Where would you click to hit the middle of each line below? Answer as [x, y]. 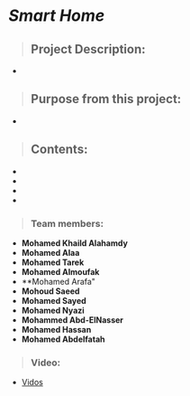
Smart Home [57, 16]
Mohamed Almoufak [60, 271]
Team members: [67, 223]
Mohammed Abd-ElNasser [72, 320]
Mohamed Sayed [54, 300]
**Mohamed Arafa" [59, 281]
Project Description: [88, 49]
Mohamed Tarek [53, 262]
